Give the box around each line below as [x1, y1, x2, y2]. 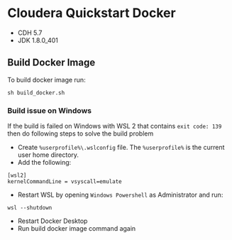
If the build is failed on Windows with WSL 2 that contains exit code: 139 [7, 122, 222, 131]
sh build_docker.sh [7, 89, 65, 97]
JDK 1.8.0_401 [17, 36, 59, 44]
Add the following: [17, 158, 72, 167]
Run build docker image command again [17, 224, 136, 233]
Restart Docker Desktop [17, 217, 88, 225]
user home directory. [17, 151, 79, 159]
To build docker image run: [7, 75, 87, 84]
